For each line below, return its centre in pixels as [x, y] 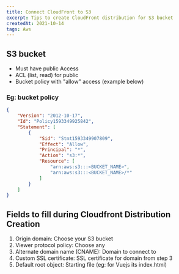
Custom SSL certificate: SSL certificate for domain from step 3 [94, 258]
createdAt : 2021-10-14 [35, 23]
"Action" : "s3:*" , [62, 156]
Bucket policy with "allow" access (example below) [79, 82]
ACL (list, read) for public [47, 75]
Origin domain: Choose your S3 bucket [64, 239]
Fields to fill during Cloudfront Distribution [89, 214]
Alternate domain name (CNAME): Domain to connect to [86, 252]
